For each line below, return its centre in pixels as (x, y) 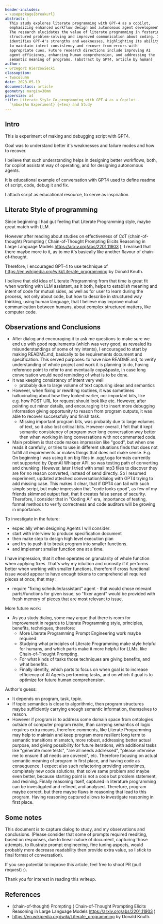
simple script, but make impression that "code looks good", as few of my (85, 489)
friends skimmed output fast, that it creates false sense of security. (79, 494)
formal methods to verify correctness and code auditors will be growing (84, 504)
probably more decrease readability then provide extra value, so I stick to (78, 850)
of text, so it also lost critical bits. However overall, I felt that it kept (86, 427)
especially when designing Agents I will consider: (61, 528)
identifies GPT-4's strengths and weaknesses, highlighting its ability (84, 41)
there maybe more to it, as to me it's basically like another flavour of (73, 252)
